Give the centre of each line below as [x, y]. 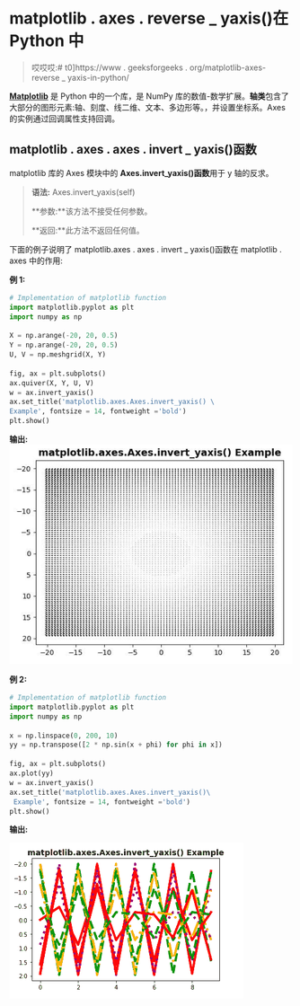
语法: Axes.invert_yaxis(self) [83, 192]
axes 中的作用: [36, 260]
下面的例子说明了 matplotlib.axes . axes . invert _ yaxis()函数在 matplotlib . [146, 249]
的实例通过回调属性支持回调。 [64, 119]
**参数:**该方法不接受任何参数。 [92, 211]
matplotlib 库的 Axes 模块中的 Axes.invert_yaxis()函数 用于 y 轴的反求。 [141, 172]
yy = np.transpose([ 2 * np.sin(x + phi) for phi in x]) [116, 745]
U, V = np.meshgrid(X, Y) [57, 355]
